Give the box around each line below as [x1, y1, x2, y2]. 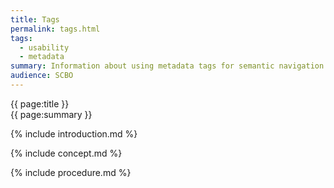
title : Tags [10, 14, 60, 25]
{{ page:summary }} [10, 108, 93, 120]
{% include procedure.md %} [10, 166, 132, 178]
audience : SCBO [10, 71, 74, 81]
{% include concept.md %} [10, 147, 123, 159]
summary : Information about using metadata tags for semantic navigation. [10, 61, 329, 71]
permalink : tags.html [10, 24, 101, 34]
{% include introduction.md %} [10, 127, 138, 140]
